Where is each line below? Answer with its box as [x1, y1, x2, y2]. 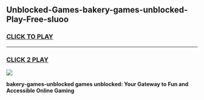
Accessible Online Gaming [6, 87, 75, 94]
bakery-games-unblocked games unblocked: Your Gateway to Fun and [6, 80, 189, 87]
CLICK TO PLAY [6, 33, 53, 41]
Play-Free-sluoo [6, 15, 69, 25]
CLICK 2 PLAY [6, 55, 49, 64]
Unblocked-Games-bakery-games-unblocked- [6, 5, 188, 15]
